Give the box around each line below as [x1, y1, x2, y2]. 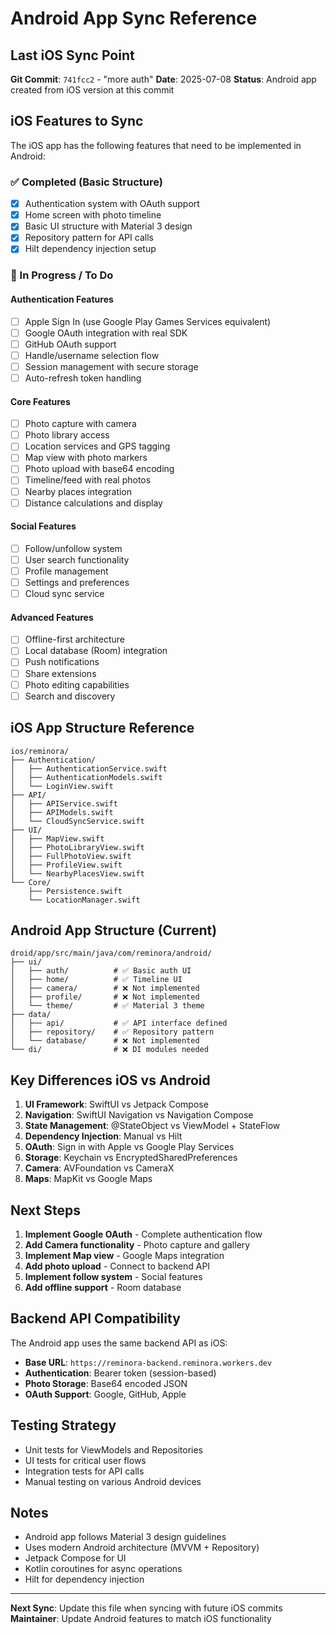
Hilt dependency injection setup [24, 243, 157, 255]
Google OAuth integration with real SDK [24, 327, 188, 339]
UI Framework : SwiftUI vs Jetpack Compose [24, 1098, 209, 1111]
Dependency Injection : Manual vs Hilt [24, 1130, 183, 1142]
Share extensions [24, 667, 97, 679]
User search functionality [24, 553, 130, 566]
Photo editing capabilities [24, 678, 130, 691]
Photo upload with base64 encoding [24, 463, 175, 475]
